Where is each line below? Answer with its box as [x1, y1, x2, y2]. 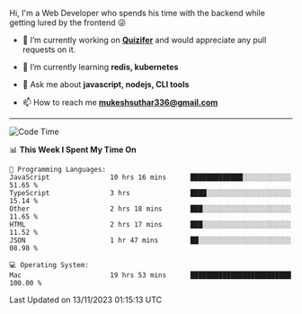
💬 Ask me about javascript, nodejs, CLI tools [22, 79, 190, 89]
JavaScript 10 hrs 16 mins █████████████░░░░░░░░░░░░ [9, 173, 292, 182]
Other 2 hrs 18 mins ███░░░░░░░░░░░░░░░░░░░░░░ [9, 204, 292, 213]
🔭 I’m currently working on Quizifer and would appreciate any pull [22, 35, 267, 45]
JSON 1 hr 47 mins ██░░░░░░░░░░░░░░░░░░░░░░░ [9, 236, 292, 245]
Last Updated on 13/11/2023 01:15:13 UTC [9, 294, 163, 305]
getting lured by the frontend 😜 [9, 17, 127, 28]
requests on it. [22, 44, 76, 55]
